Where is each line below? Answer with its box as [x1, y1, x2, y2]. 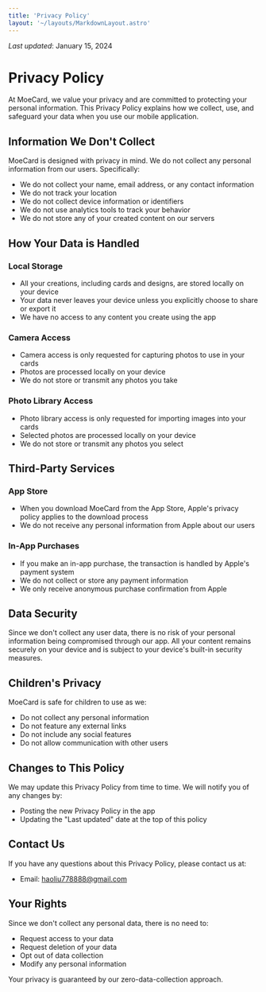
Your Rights [8, 897, 67, 911]
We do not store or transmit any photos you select [19, 439, 184, 448]
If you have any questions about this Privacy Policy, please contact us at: [8, 858, 247, 868]
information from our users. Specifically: [8, 165, 141, 174]
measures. [8, 653, 43, 663]
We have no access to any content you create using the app [19, 312, 217, 322]
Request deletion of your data [19, 942, 118, 951]
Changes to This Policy [8, 761, 125, 775]
